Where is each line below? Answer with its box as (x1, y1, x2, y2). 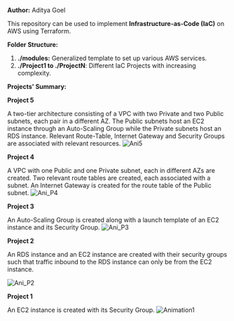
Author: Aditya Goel (7, 6, 66, 14)
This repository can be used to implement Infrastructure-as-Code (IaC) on (7, 20, 225, 27)
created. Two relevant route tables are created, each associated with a (7, 174, 211, 182)
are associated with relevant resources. (7, 139, 121, 148)
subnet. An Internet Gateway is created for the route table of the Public (7, 181, 212, 190)
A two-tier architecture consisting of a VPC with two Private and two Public (7, 110, 224, 117)
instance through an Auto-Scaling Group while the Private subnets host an (7, 124, 222, 132)
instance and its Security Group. (7, 223, 100, 231)
